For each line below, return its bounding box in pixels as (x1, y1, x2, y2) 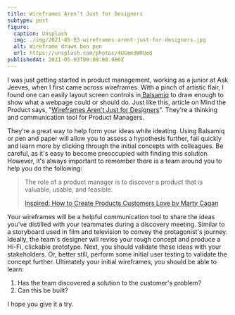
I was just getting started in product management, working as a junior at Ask (7, 75, 229, 84)
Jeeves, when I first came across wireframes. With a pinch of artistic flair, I (7, 82, 224, 92)
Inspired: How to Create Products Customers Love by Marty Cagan (24, 199, 219, 207)
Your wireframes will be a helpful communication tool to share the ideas (7, 212, 215, 221)
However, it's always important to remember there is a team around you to (7, 156, 222, 165)
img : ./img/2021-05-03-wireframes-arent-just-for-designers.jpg (13, 37, 206, 44)
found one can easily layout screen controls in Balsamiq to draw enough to (7, 90, 224, 99)
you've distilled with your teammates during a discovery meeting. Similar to (7, 220, 225, 228)
